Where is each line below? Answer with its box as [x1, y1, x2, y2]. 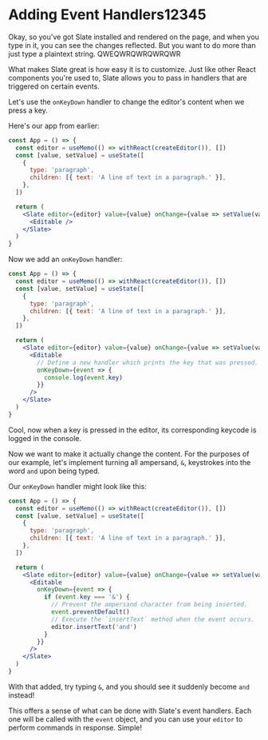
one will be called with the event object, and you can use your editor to [8, 714, 243, 724]
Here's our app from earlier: [8, 121, 100, 130]
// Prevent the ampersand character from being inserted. [50, 601, 248, 609]
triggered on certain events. [8, 82, 100, 91]
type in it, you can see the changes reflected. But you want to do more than [8, 40, 257, 50]
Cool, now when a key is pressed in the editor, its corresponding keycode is [8, 425, 257, 435]
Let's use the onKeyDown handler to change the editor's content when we [8, 97, 245, 106]
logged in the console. [8, 433, 82, 443]
